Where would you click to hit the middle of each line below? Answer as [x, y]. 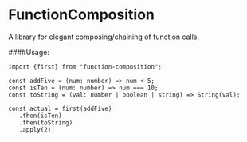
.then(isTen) [40, 116]
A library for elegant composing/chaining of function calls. [104, 37]
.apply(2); [37, 129]
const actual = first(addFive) [60, 108]
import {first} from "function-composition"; [85, 67]
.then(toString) [46, 122]
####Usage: [29, 52]
